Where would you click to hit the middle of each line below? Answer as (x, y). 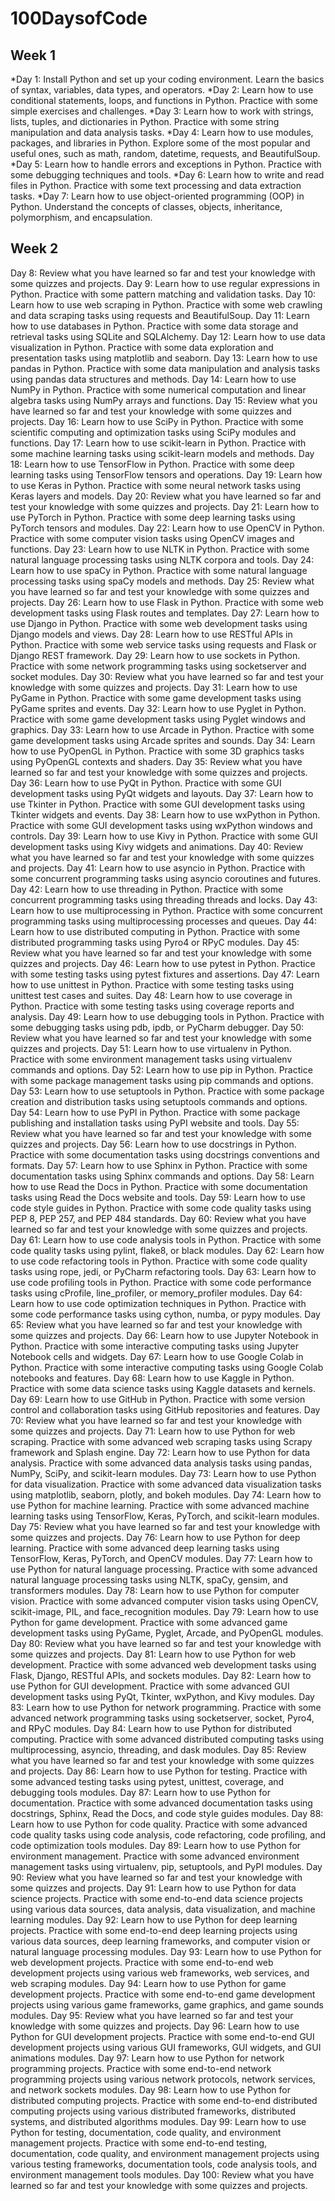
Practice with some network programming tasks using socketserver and (158, 666)
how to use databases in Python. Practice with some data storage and (154, 326)
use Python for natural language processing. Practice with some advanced (164, 1569)
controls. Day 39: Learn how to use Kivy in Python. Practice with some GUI (164, 836)
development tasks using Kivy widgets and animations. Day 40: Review (157, 846)
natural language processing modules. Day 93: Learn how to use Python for (166, 1951)
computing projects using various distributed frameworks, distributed (153, 2111)
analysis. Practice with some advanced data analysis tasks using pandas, (161, 1463)
